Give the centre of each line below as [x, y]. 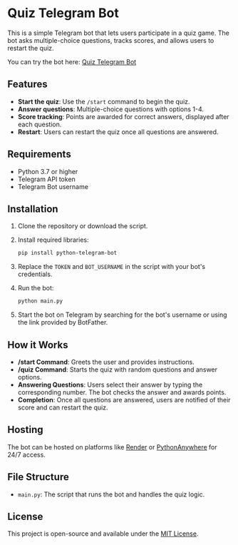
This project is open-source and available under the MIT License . [103, 534]
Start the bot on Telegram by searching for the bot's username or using [122, 315]
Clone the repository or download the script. [83, 226]
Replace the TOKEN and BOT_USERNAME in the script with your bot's [111, 267]
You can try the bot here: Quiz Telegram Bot [72, 61]
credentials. [35, 274]
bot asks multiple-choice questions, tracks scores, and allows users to [111, 40]
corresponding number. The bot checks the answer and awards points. [122, 392]
